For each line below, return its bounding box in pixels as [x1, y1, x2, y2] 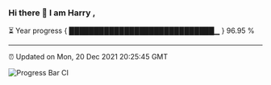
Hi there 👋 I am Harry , [8, 7, 96, 18]
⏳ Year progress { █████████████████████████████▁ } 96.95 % [8, 26, 256, 35]
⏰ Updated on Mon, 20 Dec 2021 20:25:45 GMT [8, 52, 169, 62]
